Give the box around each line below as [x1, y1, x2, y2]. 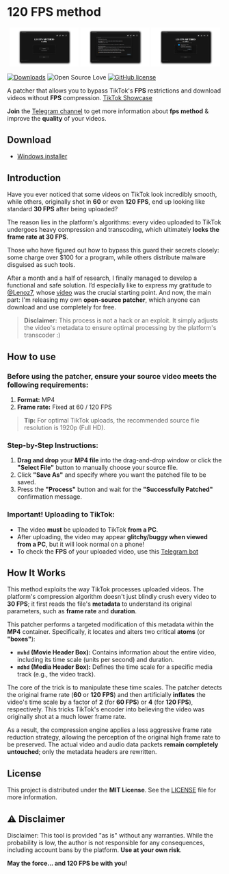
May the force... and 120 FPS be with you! [7, 859, 128, 867]
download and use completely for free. [7, 303, 116, 311]
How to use [7, 351, 56, 362]
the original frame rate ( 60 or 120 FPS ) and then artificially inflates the [7, 691, 206, 699]
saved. [16, 478, 36, 486]
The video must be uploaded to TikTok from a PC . [16, 525, 159, 534]
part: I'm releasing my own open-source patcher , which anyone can [7, 296, 200, 304]
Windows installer [16, 152, 68, 161]
